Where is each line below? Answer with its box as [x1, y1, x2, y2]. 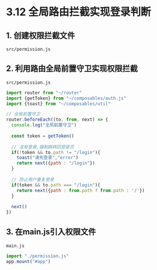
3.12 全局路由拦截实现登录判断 [6, 5, 151, 19]
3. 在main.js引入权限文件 [6, 227, 96, 237]
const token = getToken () [11, 133, 75, 139]
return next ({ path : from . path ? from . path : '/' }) [16, 187, 145, 193]
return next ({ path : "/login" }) [16, 160, 95, 166]
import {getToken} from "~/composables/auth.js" [6, 95, 127, 101]
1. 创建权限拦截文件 [6, 30, 75, 40]
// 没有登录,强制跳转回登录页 [11, 144, 74, 150]
